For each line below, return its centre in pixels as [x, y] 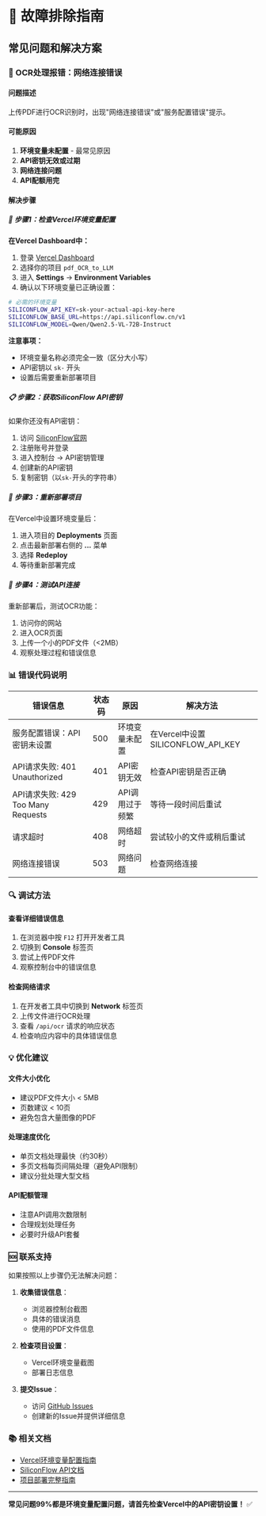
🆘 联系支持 [30, 1256]
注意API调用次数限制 [53, 1215]
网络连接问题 [40, 170]
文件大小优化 [29, 1079]
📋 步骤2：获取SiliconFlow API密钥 [65, 397]
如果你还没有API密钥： [45, 421]
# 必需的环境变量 [32, 303]
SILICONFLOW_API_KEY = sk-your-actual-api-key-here [92, 310]
